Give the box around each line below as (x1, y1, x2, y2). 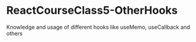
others (6, 29, 23, 37)
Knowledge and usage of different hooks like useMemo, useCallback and (6, 23, 191, 31)
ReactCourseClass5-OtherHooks (6, 4, 178, 17)
